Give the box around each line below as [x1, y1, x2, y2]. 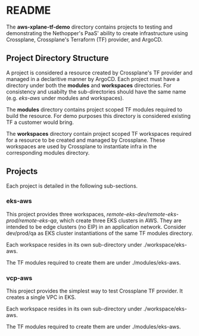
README [6, 4, 51, 17]
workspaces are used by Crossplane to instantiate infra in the [6, 142, 157, 150]
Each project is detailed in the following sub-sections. [6, 182, 138, 189]
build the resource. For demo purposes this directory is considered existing [6, 112, 191, 119]
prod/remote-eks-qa [6, 217, 57, 224]
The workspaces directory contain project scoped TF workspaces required [6, 130, 192, 137]
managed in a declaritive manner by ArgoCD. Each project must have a [6, 75, 180, 82]
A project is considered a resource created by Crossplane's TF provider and [6, 69, 192, 76]
